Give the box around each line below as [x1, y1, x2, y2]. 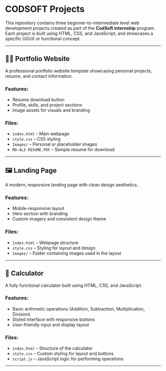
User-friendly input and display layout [12, 321, 89, 327]
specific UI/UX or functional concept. [5, 36, 81, 42]
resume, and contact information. [5, 73, 73, 79]
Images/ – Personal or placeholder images [12, 141, 97, 147]
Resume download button [12, 97, 65, 103]
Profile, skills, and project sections [12, 102, 83, 108]
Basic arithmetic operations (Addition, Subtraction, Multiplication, [12, 306, 145, 312]
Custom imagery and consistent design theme [12, 216, 106, 222]
